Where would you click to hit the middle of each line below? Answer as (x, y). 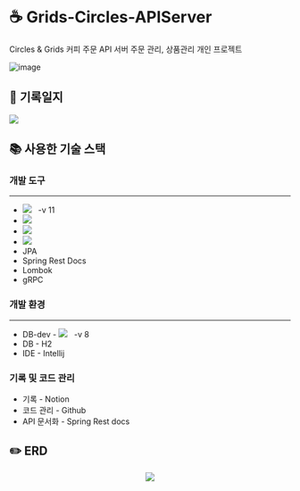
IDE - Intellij (43, 353)
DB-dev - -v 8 (55, 334)
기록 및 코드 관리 (42, 378)
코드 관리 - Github (54, 411)
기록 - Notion (46, 399)
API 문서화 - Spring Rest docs (76, 421)
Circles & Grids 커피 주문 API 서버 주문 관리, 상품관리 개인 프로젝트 (126, 49)
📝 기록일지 (37, 98)
